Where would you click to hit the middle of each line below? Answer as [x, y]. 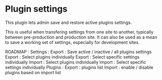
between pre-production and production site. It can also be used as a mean [81, 37]
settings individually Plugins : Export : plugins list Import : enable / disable [79, 67]
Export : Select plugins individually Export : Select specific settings [72, 57]
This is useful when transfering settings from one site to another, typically [79, 32]
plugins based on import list [33, 72]
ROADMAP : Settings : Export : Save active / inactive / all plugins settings [78, 52]
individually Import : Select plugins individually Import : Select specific [76, 62]
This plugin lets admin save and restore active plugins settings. [69, 22]
